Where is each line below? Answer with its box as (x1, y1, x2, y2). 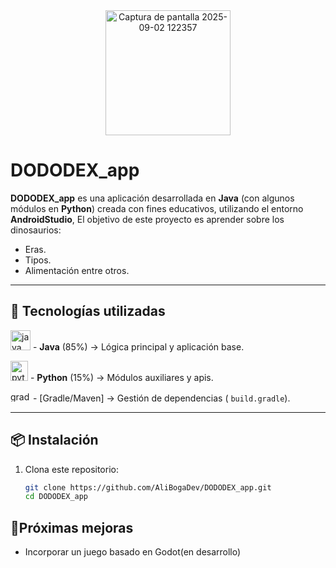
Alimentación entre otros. (24, 264, 130, 276)
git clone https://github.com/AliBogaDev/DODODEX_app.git (24, 482, 272, 493)
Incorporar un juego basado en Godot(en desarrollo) (24, 546, 242, 558)
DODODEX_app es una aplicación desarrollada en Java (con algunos (10, 192, 295, 204)
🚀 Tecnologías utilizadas (10, 303, 166, 320)
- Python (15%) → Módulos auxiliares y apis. (29, 371, 214, 383)
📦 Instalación (10, 432, 99, 449)
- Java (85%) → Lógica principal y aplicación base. (32, 340, 245, 353)
